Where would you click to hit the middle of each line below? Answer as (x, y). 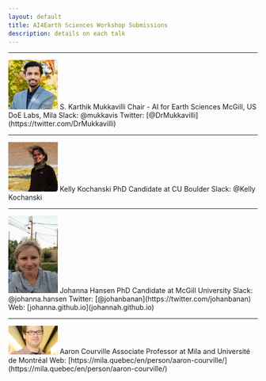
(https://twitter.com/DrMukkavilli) (62, 124)
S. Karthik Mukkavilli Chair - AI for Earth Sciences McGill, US (158, 107)
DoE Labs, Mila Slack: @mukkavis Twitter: (76, 116)
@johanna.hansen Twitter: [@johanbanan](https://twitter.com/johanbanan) (130, 299)
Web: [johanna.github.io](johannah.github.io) (81, 307)
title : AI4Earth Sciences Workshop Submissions (88, 25)
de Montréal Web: (37, 360)
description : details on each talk (67, 33)
